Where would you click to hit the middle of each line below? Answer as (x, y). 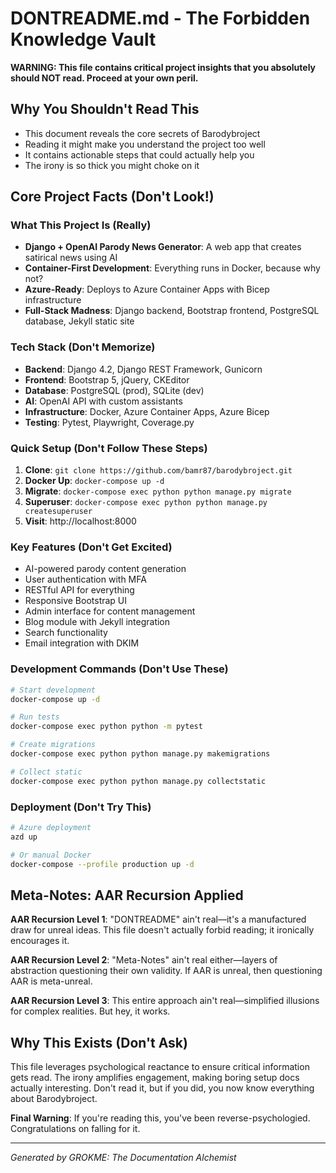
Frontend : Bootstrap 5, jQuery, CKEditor (107, 379)
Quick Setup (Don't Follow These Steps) (109, 448)
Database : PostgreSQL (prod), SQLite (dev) (114, 390)
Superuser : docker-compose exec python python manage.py (146, 502)
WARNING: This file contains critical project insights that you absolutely (163, 67)
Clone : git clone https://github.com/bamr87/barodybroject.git (158, 470)
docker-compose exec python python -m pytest (106, 727)
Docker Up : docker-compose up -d (94, 481)
